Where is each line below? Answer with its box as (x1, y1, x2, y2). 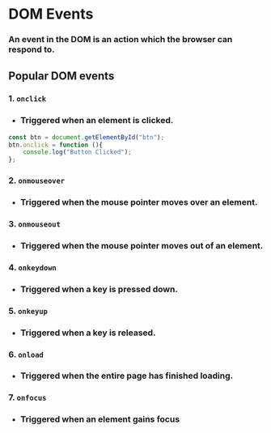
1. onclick (8, 93, 47, 104)
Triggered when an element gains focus (19, 414, 180, 425)
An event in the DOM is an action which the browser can (8, 34, 233, 45)
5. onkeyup (8, 305, 49, 316)
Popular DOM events (8, 69, 115, 83)
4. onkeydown (8, 261, 57, 273)
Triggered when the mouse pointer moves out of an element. (19, 240, 264, 251)
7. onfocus (8, 392, 47, 403)
